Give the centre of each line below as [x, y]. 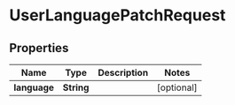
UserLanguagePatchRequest [117, 15]
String [76, 87]
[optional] [177, 87]
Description [123, 73]
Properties [39, 48]
